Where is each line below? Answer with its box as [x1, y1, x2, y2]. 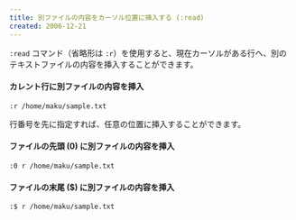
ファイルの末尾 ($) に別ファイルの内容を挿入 [9, 181, 175, 192]
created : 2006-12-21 [9, 22, 88, 31]
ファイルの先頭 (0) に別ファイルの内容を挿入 [9, 141, 175, 151]
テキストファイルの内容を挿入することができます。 [9, 59, 199, 69]
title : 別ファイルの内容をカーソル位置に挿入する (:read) [9, 13, 205, 23]
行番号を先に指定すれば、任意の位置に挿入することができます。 [9, 118, 246, 129]
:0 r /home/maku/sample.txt [9, 161, 116, 170]
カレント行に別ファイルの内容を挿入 [9, 81, 144, 92]
